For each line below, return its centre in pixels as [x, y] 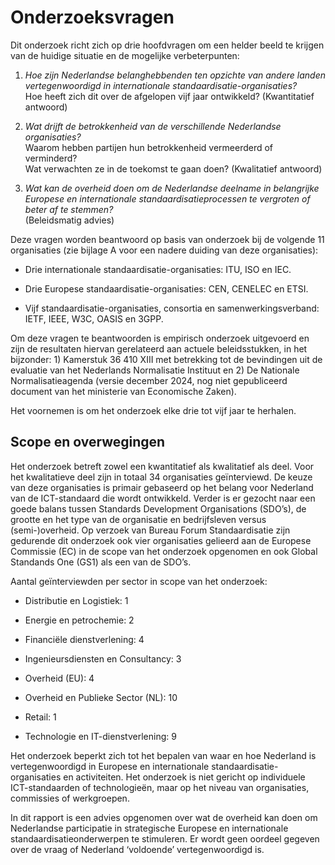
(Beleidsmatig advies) [69, 220]
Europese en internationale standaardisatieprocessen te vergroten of [167, 198]
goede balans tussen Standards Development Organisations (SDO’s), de [158, 508]
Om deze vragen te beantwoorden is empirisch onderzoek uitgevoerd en [160, 338]
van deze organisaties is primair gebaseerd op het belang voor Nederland [162, 487]
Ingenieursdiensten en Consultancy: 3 [103, 658]
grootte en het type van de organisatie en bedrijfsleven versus [138, 519]
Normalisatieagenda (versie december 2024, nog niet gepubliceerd [149, 380]
